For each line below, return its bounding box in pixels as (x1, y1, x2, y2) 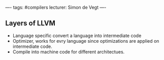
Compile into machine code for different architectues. (12, 48, 125, 55)
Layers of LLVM (5, 19, 56, 27)
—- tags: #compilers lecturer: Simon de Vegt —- (5, 5, 107, 10)
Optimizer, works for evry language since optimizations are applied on (12, 38, 159, 44)
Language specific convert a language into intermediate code (12, 33, 142, 39)
